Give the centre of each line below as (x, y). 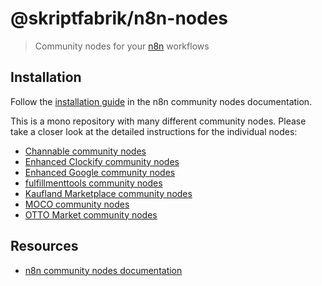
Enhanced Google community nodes (100, 172)
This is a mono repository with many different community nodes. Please (158, 121)
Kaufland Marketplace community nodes (108, 193)
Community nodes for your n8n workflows (122, 46)
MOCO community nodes (77, 204)
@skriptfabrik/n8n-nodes (119, 18)
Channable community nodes (85, 151)
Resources (44, 246)
